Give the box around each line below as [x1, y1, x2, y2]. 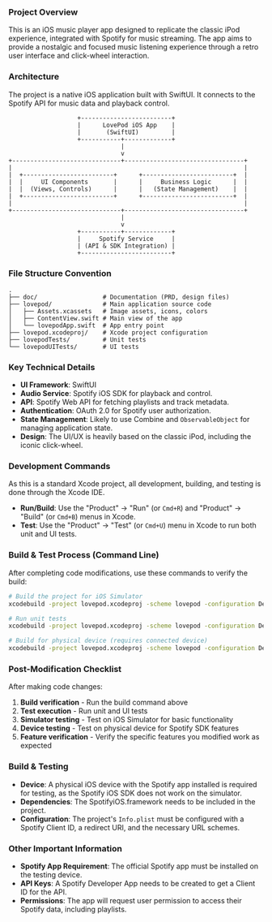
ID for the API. [19, 887, 67, 897]
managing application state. [19, 423, 113, 433]
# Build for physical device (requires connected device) [8, 636, 208, 645]
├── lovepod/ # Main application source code [8, 299, 212, 308]
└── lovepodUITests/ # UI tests [8, 343, 139, 351]
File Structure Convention [8, 267, 112, 278]
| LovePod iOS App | [77, 121, 176, 129]
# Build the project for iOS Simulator [8, 592, 143, 601]
